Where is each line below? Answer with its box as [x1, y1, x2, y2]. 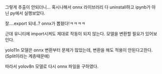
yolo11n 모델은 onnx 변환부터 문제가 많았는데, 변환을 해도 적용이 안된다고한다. [5, 47, 153, 53]
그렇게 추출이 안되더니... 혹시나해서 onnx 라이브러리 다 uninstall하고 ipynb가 [5, 4, 151, 10]
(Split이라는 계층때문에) [5, 53, 50, 59]
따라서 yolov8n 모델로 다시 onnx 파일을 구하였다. [5, 63, 99, 69]
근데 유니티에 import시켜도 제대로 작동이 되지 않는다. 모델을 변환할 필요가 [5, 31, 144, 36]
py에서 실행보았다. [10, 10, 45, 16]
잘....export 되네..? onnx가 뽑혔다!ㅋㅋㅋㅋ [5, 21, 85, 26]
